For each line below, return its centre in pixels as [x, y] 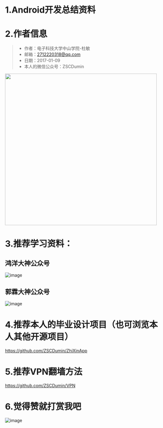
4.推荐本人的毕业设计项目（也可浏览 [77, 325]
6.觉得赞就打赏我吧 [43, 407]
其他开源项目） [44, 337]
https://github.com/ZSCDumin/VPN [40, 385]
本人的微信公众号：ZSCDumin [54, 66]
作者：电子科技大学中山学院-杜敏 [57, 49]
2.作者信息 [26, 34]
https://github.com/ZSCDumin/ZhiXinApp [46, 350]
